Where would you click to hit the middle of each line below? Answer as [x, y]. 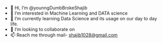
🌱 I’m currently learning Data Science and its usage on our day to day [84, 18]
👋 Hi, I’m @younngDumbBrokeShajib [49, 8]
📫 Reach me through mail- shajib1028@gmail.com [64, 35]
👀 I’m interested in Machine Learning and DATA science [69, 13]
